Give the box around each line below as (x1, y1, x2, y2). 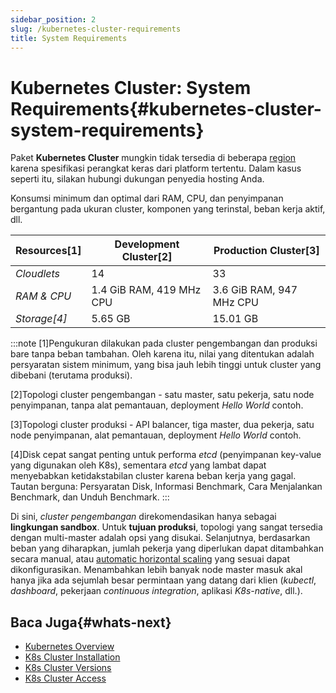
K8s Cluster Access (24, 672, 107, 685)
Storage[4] (15, 312, 68, 326)
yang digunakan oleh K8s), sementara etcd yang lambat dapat (10, 459, 267, 471)
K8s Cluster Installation (24, 651, 121, 663)
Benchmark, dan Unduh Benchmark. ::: (10, 491, 170, 503)
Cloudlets (15, 267, 61, 281)
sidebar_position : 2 (10, 14, 97, 25)
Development (114, 237, 180, 251)
